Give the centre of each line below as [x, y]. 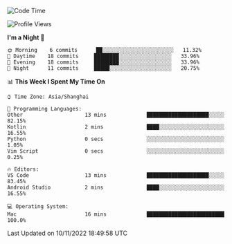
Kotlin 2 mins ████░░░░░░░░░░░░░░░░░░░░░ [116, 127]
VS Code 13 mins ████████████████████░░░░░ [116, 176]
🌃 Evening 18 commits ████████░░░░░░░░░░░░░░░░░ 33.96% [103, 62]
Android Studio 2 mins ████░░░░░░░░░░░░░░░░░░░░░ [116, 187]
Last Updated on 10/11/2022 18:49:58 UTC [68, 233]
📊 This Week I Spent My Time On [56, 82]
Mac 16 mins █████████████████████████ [116, 214]
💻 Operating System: [38, 207]
